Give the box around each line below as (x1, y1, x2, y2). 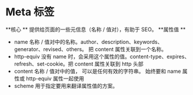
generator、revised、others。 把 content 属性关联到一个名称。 (14, 45, 167, 53)
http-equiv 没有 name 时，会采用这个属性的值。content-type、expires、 (14, 53, 190, 60)
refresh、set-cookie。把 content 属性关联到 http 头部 (14, 60, 144, 67)
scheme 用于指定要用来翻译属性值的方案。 (14, 82, 118, 89)
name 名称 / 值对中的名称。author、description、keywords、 (14, 38, 163, 45)
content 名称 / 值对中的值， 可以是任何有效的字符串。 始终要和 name (14, 67, 181, 74)
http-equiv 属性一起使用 (25, 74, 84, 82)
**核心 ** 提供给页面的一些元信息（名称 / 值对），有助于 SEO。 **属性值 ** (5, 26, 186, 33)
